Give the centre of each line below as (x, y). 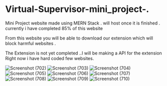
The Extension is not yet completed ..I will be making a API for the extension (83, 53)
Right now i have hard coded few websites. (50, 58)
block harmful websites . (31, 43)
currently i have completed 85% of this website (54, 28)
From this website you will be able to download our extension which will (79, 38)
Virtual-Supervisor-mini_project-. (77, 9)
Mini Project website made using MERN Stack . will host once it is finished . (83, 23)
